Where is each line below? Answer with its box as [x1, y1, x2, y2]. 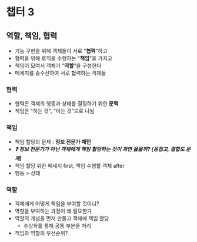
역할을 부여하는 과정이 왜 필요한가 [14, 207, 92, 214]
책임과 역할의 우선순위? [14, 229, 68, 236]
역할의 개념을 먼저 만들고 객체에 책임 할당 [14, 214, 109, 221]
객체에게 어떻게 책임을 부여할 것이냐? [14, 200, 99, 207]
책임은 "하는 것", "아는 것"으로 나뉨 [14, 107, 95, 115]
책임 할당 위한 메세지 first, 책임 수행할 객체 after [14, 162, 125, 169]
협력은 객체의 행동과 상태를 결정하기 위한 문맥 [14, 100, 119, 107]
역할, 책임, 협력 [6, 31, 58, 41]
